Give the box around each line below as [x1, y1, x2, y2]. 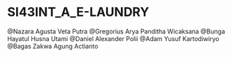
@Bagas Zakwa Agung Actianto [7, 42, 99, 50]
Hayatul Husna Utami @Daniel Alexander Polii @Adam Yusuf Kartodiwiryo [7, 34, 219, 42]
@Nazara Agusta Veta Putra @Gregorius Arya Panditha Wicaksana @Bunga [7, 27, 226, 35]
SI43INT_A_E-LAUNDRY [7, 4, 150, 20]
